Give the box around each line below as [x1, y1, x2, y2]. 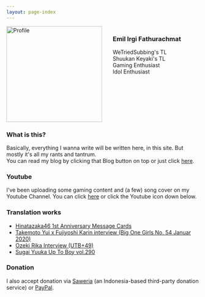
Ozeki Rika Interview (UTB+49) [15, 241, 94, 249]
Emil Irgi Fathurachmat [113, 34, 182, 43]
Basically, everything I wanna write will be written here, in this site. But [6, 144, 184, 151]
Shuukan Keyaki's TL [113, 55, 166, 62]
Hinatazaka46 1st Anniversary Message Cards [15, 222, 132, 230]
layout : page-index [6, 9, 56, 15]
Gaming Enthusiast [113, 61, 160, 69]
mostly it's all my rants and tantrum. [6, 151, 97, 158]
